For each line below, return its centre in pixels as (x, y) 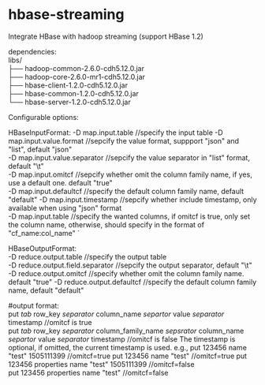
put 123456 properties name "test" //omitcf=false (88, 372)
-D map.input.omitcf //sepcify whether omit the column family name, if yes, (130, 174)
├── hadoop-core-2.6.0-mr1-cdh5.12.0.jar (77, 77)
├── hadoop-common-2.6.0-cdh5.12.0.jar (76, 68)
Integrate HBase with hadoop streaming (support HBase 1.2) (106, 36)
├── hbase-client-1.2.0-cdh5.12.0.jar (68, 85)
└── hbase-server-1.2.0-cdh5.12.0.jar (70, 102)
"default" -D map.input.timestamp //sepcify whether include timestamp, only (133, 200)
